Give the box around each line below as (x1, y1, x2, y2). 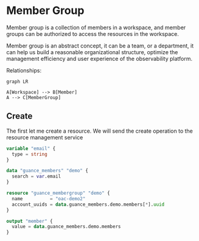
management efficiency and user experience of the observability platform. (6, 55, 193, 62)
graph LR (6, 79, 29, 85)
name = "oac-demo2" (12, 195, 86, 201)
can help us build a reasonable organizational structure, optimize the (6, 48, 178, 55)
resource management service (6, 133, 83, 141)
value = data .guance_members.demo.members (12, 223, 121, 230)
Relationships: (6, 66, 41, 74)
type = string (12, 151, 47, 157)
